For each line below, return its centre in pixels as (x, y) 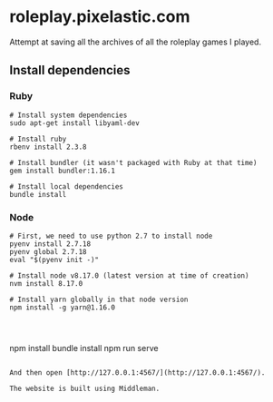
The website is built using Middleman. (85, 388)
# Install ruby (38, 139)
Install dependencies (70, 70)
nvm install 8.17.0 (46, 283)
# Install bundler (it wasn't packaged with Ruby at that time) (133, 162)
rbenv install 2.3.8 (49, 147)
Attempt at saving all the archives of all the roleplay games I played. (135, 42)
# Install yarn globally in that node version (99, 299)
